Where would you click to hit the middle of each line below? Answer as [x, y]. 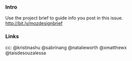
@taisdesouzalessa [26, 53]
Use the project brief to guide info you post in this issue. [64, 18]
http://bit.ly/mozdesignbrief [34, 23]
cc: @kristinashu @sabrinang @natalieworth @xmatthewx [66, 47]
